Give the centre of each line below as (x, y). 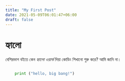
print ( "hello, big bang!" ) (44, 74)
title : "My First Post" (31, 10)
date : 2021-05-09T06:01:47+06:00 (41, 15)
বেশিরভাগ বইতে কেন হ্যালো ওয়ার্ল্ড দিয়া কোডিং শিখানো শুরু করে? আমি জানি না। (63, 59)
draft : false (19, 19)
